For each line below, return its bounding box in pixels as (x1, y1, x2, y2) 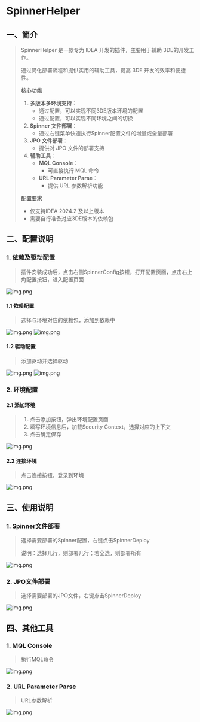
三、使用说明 (6, 502, 54, 512)
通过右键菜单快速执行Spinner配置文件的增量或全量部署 (38, 130, 173, 136)
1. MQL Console (6, 641, 53, 650)
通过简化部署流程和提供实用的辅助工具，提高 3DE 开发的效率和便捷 (20, 67, 186, 74)
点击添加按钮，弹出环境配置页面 (29, 416, 109, 423)
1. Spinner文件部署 (6, 522, 60, 530)
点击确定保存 (29, 431, 61, 438)
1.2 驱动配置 (6, 343, 36, 350)
